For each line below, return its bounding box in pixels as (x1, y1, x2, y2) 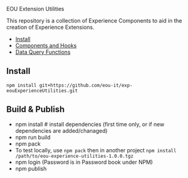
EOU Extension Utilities (6, 6, 64, 12)
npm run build (15, 133, 51, 141)
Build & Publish (6, 104, 65, 115)
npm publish (15, 165, 47, 172)
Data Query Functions (15, 48, 71, 56)
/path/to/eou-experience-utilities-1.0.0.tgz (15, 153, 133, 159)
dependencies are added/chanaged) (15, 127, 108, 134)
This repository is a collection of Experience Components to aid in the (6, 17, 182, 24)
